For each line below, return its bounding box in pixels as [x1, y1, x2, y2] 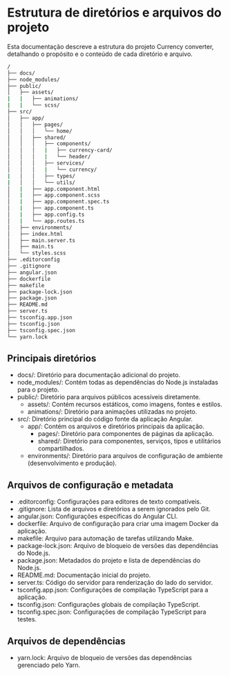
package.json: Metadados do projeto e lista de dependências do [17, 556, 201, 565]
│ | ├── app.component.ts [7, 205, 95, 212]
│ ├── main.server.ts [7, 237, 76, 244]
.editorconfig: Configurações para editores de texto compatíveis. [17, 497, 202, 506]
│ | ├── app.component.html [7, 185, 100, 192]
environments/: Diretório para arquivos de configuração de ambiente [27, 452, 223, 460]
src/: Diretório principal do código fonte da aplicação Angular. [17, 415, 193, 423]
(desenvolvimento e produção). [27, 459, 117, 468]
